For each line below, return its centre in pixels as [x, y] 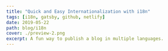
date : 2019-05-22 [28, 22]
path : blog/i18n [26, 28]
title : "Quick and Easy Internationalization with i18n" [78, 11]
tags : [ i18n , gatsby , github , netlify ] [56, 17]
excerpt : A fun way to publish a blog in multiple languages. [85, 39]
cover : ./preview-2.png [36, 33]
